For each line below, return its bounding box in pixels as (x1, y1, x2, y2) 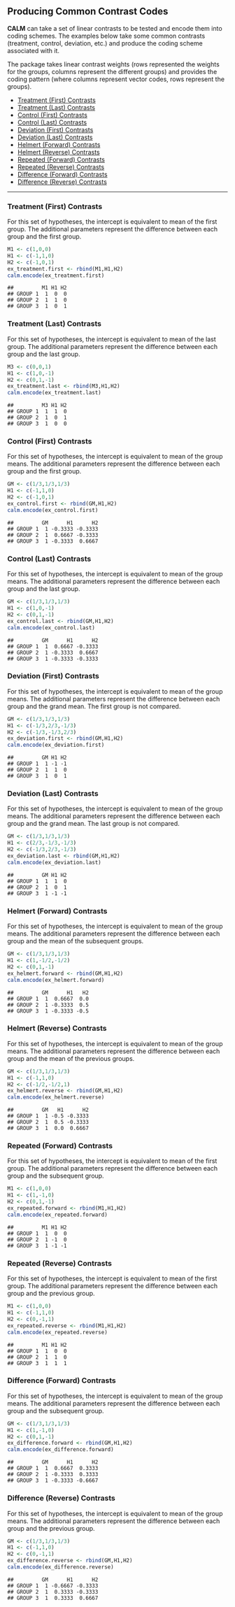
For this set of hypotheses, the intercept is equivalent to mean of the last (7, 335, 217, 343)
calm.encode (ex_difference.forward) (7, 1446, 114, 1453)
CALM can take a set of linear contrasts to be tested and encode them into (7, 24, 222, 32)
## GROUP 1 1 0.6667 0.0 (7, 995, 90, 1002)
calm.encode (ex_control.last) (7, 624, 96, 631)
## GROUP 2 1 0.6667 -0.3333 (7, 531, 99, 538)
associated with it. (7, 46, 60, 55)
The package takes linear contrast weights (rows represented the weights (7, 59, 220, 69)
